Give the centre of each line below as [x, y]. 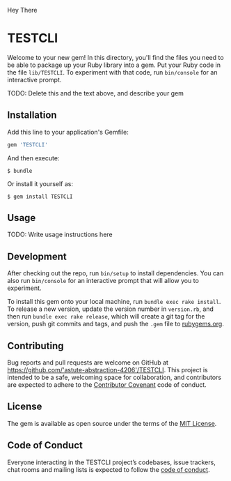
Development [37, 256]
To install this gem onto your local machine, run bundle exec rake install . [114, 302]
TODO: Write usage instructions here [60, 235]
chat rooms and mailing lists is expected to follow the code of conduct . [109, 469]
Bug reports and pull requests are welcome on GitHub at [88, 362]
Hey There [22, 10]
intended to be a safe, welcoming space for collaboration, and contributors [114, 377]
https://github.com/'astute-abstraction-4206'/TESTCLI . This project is [107, 370]
